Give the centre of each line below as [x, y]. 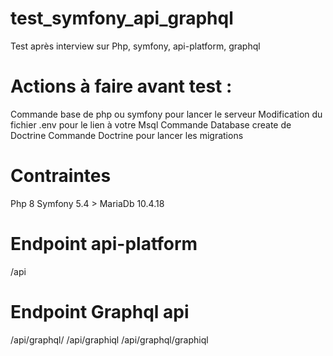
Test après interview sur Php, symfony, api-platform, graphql [135, 46]
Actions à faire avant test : [121, 86]
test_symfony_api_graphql [122, 18]
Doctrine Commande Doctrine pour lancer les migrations [127, 135]
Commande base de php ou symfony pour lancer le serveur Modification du [166, 114]
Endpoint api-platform [104, 244]
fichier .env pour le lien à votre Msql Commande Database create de [151, 124]
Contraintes [61, 176]
